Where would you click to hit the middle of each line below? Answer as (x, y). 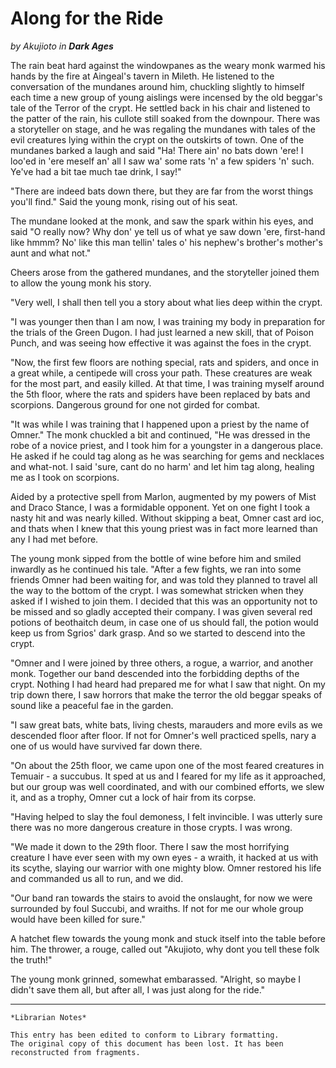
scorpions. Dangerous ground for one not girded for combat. (135, 404)
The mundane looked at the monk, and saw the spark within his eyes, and (162, 221)
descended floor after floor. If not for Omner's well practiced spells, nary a (163, 735)
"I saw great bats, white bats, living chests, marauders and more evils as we (166, 724)
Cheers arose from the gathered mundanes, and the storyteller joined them (165, 272)
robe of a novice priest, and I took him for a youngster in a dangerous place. (167, 445)
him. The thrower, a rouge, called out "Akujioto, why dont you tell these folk (165, 949)
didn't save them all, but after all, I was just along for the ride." (138, 989)
